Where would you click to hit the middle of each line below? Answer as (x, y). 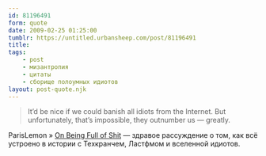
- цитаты (37, 74)
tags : (17, 52)
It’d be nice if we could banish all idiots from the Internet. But (127, 112)
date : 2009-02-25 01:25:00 (53, 30)
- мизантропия (46, 67)
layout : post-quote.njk (47, 89)
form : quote (28, 23)
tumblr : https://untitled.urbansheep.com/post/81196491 (102, 38)
